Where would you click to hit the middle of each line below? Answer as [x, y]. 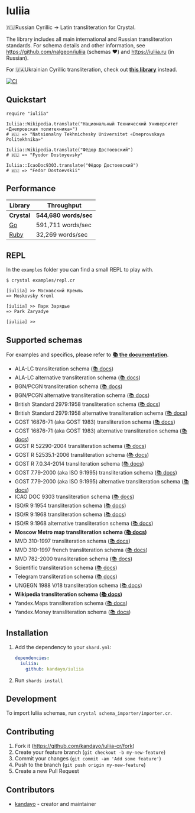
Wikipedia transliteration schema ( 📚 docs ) [69, 594]
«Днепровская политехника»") [42, 129]
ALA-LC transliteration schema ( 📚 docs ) [64, 369]
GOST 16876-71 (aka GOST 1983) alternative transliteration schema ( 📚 [101, 431]
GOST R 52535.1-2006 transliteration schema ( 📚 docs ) [82, 455]
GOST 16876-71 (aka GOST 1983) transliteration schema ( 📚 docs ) [95, 422]
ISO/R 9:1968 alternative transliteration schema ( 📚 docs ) [84, 523]
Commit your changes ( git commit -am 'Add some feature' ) [88, 759]
